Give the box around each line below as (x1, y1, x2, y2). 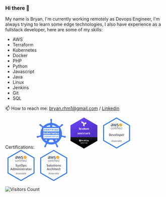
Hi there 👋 (5, 5, 30, 12)
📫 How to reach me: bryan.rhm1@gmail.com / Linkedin (5, 105, 120, 111)
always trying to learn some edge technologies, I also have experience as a (5, 21, 161, 27)
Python (12, 63, 28, 70)
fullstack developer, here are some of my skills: (5, 27, 103, 33)
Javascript (12, 69, 35, 75)
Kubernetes (12, 47, 37, 53)
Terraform (12, 42, 34, 48)
